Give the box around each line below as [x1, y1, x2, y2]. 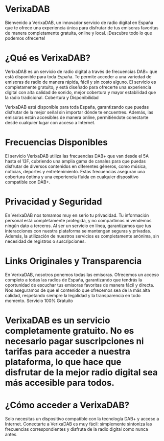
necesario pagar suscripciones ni [5, 335, 144, 347]
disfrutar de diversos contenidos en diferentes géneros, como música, [5, 163, 147, 169]
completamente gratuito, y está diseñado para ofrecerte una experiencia [5, 84, 152, 90]
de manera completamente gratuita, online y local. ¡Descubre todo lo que [5, 30, 153, 36]
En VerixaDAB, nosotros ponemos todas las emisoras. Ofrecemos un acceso [5, 272, 159, 278]
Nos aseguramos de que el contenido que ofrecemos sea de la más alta [5, 287, 150, 293]
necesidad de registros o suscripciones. [5, 238, 86, 244]
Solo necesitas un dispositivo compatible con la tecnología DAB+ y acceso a [5, 416, 159, 421]
